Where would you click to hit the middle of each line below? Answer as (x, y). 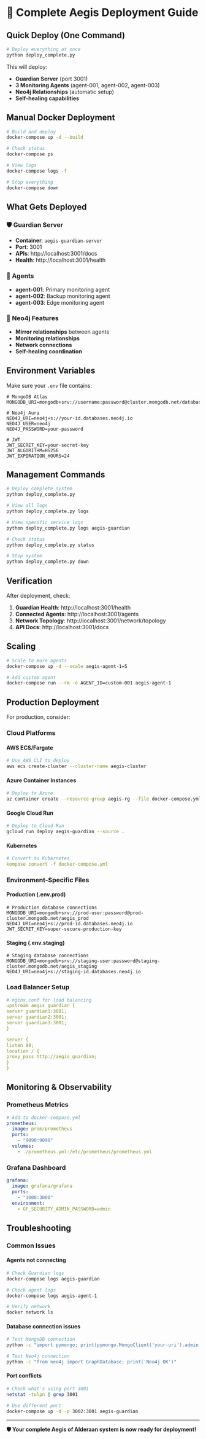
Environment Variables (51, 371)
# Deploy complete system (39, 489)
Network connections (44, 345)
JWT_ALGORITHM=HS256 (33, 450)
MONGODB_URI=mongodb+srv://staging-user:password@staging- (83, 961)
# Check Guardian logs (35, 1273)
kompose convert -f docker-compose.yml (57, 865)
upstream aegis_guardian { (41, 1006)
